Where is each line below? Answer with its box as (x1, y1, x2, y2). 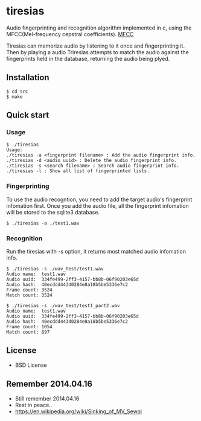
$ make (6, 93, 23, 100)
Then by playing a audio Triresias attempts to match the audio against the (6, 48, 189, 55)
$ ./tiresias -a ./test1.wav (6, 220, 80, 226)
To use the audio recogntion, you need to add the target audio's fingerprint (6, 196, 193, 203)
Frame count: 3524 (6, 287, 53, 293)
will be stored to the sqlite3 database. (6, 208, 100, 216)
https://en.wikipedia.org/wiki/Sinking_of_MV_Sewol (14, 408, 142, 415)
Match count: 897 (6, 329, 50, 335)
